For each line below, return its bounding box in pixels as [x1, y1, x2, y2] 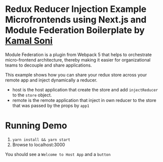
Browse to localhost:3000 [12, 142, 65, 148]
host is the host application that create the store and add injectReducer [12, 86, 158, 92]
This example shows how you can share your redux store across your [5, 72, 147, 78]
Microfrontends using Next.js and [5, 14, 147, 25]
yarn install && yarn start [12, 137, 70, 142]
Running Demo [5, 120, 67, 131]
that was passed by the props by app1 [12, 102, 90, 108]
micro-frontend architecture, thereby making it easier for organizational [5, 57, 151, 63]
